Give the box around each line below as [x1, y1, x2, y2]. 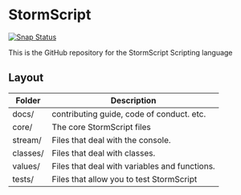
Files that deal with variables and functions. [51, 160, 215, 172]
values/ [12, 160, 40, 172]
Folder [15, 95, 41, 106]
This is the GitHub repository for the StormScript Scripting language [8, 47, 233, 57]
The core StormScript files [51, 121, 151, 132]
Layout [8, 71, 44, 85]
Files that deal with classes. [51, 147, 156, 158]
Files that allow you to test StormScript [51, 173, 198, 185]
